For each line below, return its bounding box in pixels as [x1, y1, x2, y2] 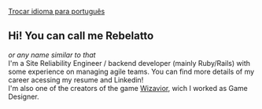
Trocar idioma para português [8, 7, 105, 16]
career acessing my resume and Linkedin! [8, 74, 144, 85]
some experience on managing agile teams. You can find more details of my [8, 67, 255, 76]
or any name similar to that [8, 50, 96, 60]
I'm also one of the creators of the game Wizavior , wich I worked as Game [8, 83, 248, 93]
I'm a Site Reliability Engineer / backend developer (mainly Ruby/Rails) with [8, 58, 250, 67]
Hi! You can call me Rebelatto [8, 29, 154, 42]
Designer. [8, 92, 39, 101]
